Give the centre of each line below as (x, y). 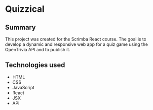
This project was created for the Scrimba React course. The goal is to (76, 39)
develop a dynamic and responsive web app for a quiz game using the (76, 44)
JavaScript (23, 87)
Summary (20, 27)
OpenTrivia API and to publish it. (38, 50)
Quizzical (25, 9)
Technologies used (35, 65)
